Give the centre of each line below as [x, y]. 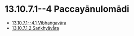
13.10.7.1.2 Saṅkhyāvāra [35, 28]
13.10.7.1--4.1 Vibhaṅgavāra [39, 23]
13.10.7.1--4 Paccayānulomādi [67, 9]
